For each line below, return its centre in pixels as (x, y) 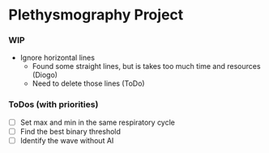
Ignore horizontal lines (58, 57)
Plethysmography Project (96, 15)
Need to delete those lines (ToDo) (88, 83)
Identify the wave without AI (67, 140)
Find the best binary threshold (70, 131)
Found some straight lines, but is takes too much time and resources (146, 66)
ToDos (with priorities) (53, 104)
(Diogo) (45, 75)
